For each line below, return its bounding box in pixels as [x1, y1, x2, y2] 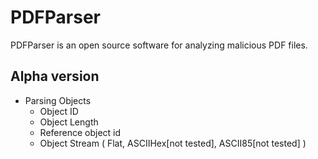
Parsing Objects [24, 94, 92, 106]
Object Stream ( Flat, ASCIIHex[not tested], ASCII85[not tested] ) [39, 137, 307, 149]
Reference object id [39, 126, 122, 138]
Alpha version [10, 68, 100, 85]
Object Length [39, 116, 99, 128]
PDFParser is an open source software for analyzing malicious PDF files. [10, 39, 308, 51]
